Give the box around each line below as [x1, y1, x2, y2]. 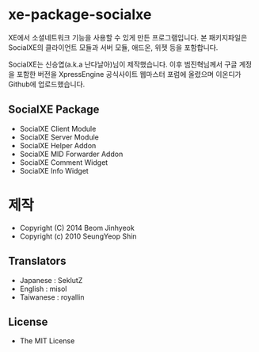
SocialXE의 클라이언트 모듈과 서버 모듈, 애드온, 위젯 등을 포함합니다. [8, 42, 219, 52]
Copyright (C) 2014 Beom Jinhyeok [19, 223, 135, 232]
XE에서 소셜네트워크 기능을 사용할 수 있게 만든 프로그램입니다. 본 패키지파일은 [8, 33, 248, 42]
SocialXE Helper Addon [19, 140, 97, 150]
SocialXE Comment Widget [19, 157, 109, 167]
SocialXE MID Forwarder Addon [19, 149, 124, 159]
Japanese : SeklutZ [19, 275, 83, 285]
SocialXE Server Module [19, 132, 99, 142]
